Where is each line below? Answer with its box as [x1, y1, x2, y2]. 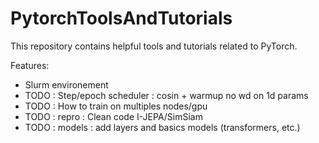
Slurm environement [24, 78, 109, 91]
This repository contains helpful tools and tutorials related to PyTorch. [10, 40, 298, 52]
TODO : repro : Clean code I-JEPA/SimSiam [24, 110, 203, 122]
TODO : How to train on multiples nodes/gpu [24, 100, 208, 112]
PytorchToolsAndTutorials [10, 7, 233, 30]
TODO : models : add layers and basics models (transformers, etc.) [24, 121, 301, 133]
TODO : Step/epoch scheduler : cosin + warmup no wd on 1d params [24, 89, 309, 101]
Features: [10, 59, 50, 71]
